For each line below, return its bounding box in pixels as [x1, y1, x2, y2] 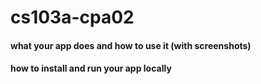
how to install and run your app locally [10, 62, 172, 75]
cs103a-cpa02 [10, 6, 135, 29]
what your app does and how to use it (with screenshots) [10, 39, 252, 51]
